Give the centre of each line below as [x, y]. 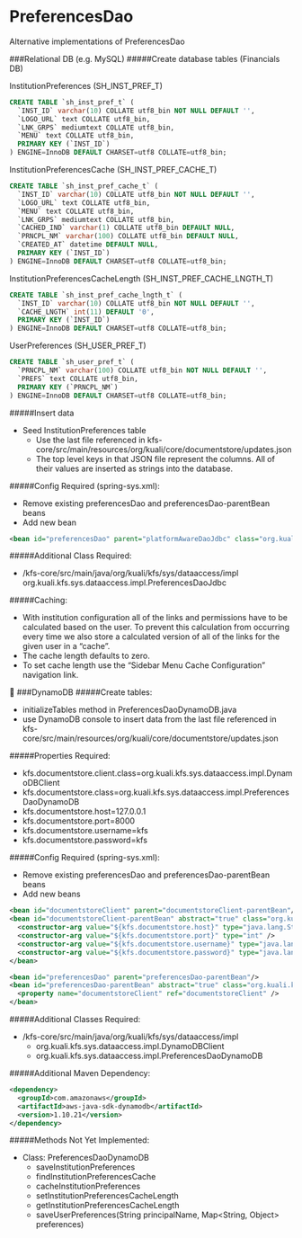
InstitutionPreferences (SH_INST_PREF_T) [86, 85]
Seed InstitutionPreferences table [84, 430]
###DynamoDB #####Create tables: [84, 692]
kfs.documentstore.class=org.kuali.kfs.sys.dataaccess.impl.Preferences [155, 792]
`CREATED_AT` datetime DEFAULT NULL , [88, 245]
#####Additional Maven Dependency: [80, 1073]
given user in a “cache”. [66, 646]
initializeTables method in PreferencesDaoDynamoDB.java [129, 710]
